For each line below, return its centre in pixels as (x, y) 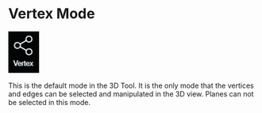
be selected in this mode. (50, 102)
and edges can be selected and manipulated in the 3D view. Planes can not (131, 94)
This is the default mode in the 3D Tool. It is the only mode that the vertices (131, 85)
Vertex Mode (52, 14)
